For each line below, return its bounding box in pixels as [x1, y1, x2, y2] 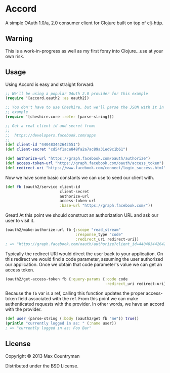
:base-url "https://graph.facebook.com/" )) [59, 203, 153, 208]
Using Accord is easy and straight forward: [5, 81, 95, 87]
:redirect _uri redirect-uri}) [75, 237, 139, 242]
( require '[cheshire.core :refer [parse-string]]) [5, 114, 114, 119]
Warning [5, 34, 33, 43]
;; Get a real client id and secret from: [5, 123, 96, 128]
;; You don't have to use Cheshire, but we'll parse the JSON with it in [5, 105, 164, 110]
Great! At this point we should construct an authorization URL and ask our [5, 212, 159, 218]
